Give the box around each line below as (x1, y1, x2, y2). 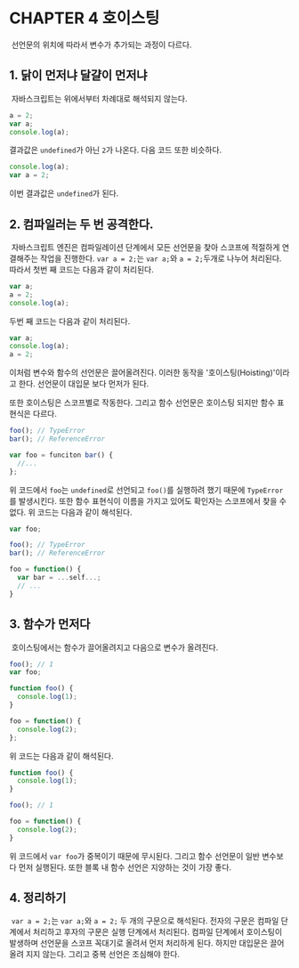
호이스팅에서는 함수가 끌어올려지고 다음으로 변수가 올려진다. (11, 642, 219, 653)
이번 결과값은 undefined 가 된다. (9, 188, 119, 199)
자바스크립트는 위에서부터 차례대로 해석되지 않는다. (11, 93, 188, 103)
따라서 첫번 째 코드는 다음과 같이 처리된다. (9, 264, 154, 274)
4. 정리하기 (9, 891, 67, 906)
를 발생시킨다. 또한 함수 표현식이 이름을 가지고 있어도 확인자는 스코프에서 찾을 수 (9, 495, 287, 506)
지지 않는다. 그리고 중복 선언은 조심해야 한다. (25, 949, 181, 960)
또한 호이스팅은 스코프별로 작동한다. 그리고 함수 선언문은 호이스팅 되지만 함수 (9, 397, 276, 408)
